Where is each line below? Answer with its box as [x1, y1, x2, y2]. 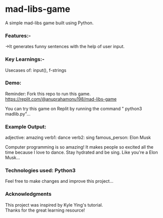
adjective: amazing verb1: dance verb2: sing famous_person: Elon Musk [5, 135, 151, 141]
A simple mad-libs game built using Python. [5, 20, 94, 26]
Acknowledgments [5, 191, 52, 198]
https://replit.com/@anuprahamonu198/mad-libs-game [5, 96, 117, 102]
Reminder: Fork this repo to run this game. [5, 91, 91, 97]
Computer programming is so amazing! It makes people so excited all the [5, 144, 154, 150]
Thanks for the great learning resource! [5, 207, 85, 213]
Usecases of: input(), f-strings [5, 67, 67, 73]
